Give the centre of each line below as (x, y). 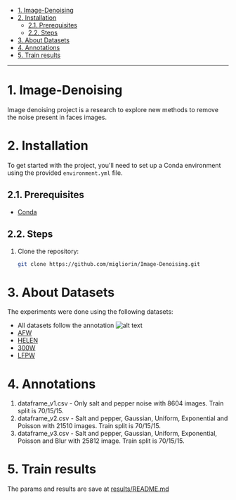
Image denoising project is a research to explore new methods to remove (113, 109)
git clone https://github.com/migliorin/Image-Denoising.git (109, 264)
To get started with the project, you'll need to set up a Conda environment (114, 165)
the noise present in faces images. (57, 117)
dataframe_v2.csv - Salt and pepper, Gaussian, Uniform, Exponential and (123, 418)
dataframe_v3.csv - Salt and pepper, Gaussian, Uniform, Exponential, (117, 434)
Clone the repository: (48, 251)
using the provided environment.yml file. (65, 173)
